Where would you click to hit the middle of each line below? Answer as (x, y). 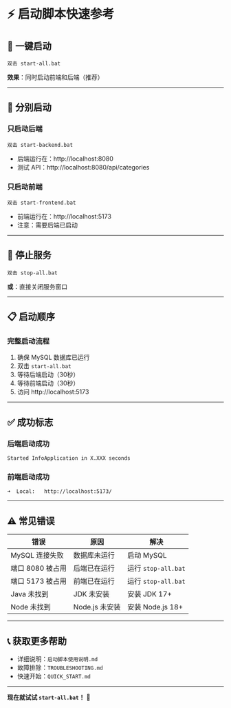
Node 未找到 (31, 607)
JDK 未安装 (91, 594)
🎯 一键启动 (29, 46)
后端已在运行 (94, 568)
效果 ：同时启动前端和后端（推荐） (55, 77)
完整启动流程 (29, 341)
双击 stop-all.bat (32, 273)
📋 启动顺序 (31, 317)
